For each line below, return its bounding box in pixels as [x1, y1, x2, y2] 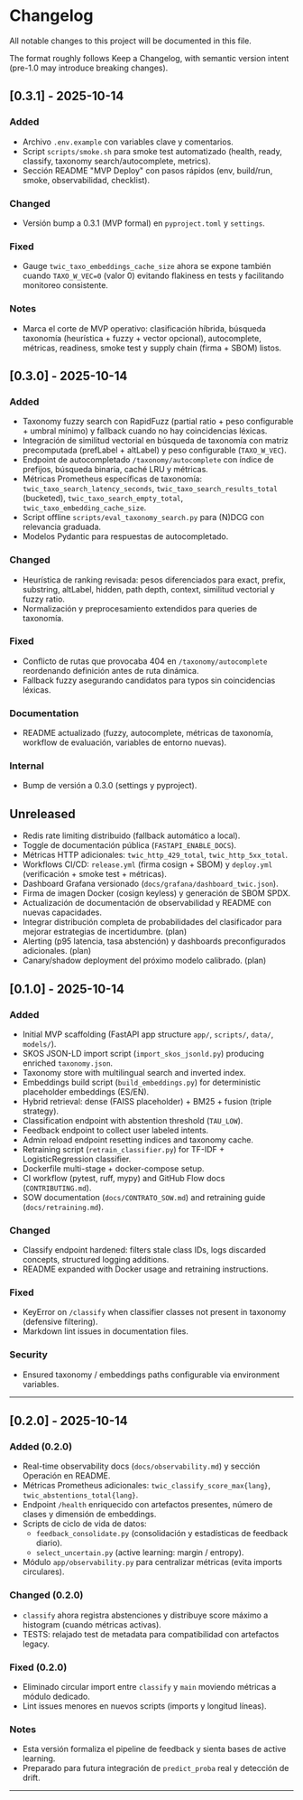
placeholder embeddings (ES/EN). [22, 1086, 150, 1097]
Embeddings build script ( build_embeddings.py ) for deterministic [22, 1077, 262, 1087]
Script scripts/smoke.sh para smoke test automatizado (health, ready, [22, 145, 282, 156]
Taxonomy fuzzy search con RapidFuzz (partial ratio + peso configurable [22, 416, 294, 427]
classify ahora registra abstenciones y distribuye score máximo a [22, 1609, 269, 1620]
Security [9, 1348, 48, 1361]
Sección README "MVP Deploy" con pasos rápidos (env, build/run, [22, 164, 273, 176]
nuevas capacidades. [22, 907, 102, 918]
